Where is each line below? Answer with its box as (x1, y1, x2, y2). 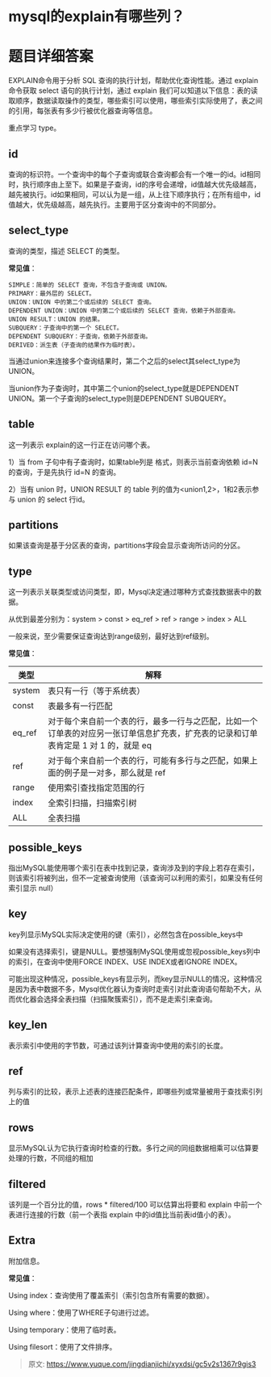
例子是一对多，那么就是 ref (64, 767, 166, 779)
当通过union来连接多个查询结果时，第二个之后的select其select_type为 (8, 356, 240, 366)
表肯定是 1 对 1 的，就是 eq (48, 740, 152, 751)
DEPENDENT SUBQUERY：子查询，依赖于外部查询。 (8, 332, 152, 340)
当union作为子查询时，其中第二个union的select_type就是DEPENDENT (8, 383, 240, 393)
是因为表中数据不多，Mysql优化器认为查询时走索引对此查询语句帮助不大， (8, 984, 255, 993)
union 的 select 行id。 (17, 494, 90, 504)
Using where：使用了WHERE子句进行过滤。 (8, 1308, 154, 1317)
